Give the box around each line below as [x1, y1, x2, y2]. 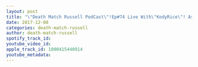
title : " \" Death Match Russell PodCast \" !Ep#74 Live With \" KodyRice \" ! [6, 14, 186, 20]
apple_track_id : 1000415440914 [6, 47, 83, 52]
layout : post [6, 8, 38, 15]
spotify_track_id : [6, 36, 51, 41]
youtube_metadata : [6, 52, 51, 58]
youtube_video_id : [6, 41, 51, 47]
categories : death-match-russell [6, 24, 88, 31]
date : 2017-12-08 [6, 19, 49, 25]
